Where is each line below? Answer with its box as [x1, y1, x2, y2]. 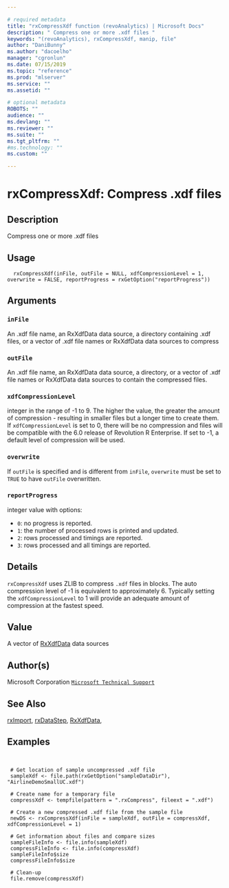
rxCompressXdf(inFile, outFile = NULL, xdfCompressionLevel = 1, [13, 270, 205, 277]
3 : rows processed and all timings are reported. [17, 541, 151, 549]
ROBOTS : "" [7, 106, 39, 112]
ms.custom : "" [7, 150, 48, 157]
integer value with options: [7, 505, 83, 514]
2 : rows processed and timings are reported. [17, 533, 143, 542]
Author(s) [7, 660, 50, 671]
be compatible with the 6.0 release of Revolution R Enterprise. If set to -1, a [7, 428, 219, 437]
